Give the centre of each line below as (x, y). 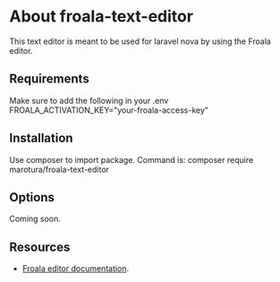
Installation (41, 138)
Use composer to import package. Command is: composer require (132, 159)
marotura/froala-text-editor (59, 169)
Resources (40, 247)
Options (32, 197)
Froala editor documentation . (76, 269)
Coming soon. (35, 219)
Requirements (49, 79)
